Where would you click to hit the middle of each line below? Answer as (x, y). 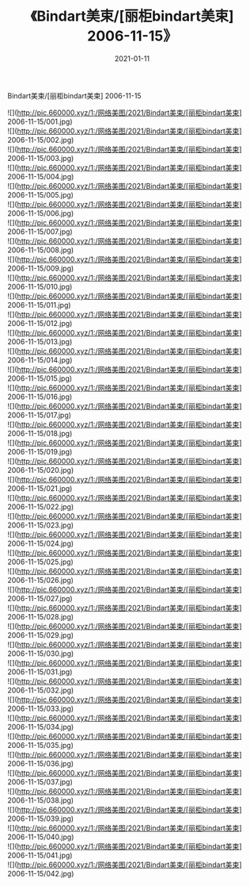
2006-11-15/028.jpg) (41, 616)
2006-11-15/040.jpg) (41, 837)
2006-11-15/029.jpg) (41, 635)
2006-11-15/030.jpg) (41, 653)
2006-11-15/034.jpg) (41, 727)
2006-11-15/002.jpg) (41, 140)
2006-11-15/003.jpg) (41, 158)
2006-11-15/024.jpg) (41, 543)
